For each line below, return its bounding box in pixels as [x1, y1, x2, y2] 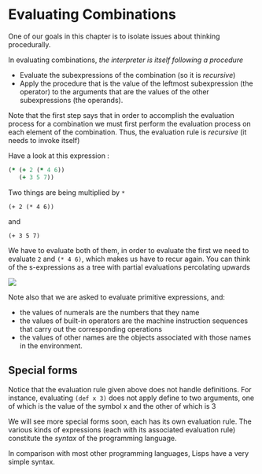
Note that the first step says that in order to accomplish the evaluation [8, 110, 234, 119]
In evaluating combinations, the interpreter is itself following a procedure [8, 55, 244, 64]
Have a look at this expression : [8, 151, 110, 160]
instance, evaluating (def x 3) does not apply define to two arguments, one [8, 393, 254, 402]
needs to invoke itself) [8, 135, 80, 145]
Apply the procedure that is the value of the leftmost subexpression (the [19, 79, 253, 88]
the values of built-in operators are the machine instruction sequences [19, 316, 249, 325]
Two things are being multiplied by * [8, 187, 126, 197]
